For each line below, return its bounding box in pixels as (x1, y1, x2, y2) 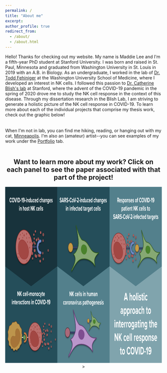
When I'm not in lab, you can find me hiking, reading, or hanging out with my (5, 127, 162, 134)
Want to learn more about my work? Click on (13, 158, 154, 166)
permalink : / (5, 8, 32, 13)
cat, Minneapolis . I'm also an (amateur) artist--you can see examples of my (5, 133, 159, 139)
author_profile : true (5, 24, 50, 29)
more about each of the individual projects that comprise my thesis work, (5, 106, 155, 112)
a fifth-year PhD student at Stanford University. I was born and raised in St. (5, 59, 159, 65)
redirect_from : (5, 29, 37, 34)
